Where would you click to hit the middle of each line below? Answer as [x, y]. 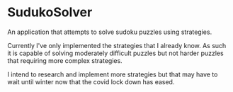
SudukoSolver [50, 12]
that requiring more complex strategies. [65, 60]
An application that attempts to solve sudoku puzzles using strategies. [110, 32]
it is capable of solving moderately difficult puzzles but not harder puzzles [116, 53]
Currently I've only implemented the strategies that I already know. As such [117, 45]
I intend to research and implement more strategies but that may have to [113, 74]
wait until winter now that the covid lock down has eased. [91, 81]
